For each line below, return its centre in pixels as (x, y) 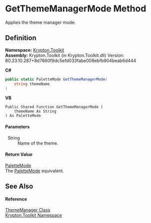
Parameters (17, 127)
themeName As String (35, 111)
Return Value (19, 154)
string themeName (32, 84)
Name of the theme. (38, 143)
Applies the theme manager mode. (40, 22)
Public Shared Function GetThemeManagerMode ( (54, 107)
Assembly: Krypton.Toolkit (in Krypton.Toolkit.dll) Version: (65, 55)
